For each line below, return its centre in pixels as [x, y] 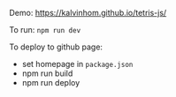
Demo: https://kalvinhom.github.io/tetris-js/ [88, 13]
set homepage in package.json [77, 64]
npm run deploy [51, 82]
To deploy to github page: [56, 47]
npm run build [47, 73]
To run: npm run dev [45, 30]
